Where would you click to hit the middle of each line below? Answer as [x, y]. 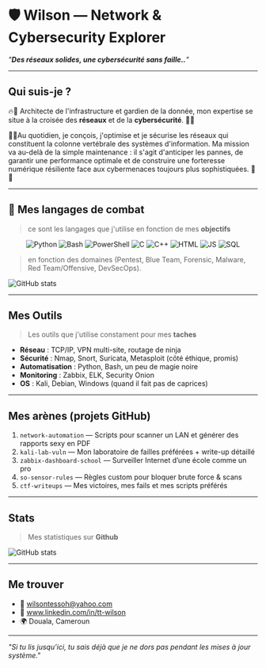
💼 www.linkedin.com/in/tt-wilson [73, 612]
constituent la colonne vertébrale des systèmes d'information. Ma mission [129, 143]
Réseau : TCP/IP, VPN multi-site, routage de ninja [100, 350]
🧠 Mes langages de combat [76, 210]
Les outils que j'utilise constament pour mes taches [112, 334]
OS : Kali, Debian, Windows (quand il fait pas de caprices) [114, 384]
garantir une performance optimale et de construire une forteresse [117, 160]
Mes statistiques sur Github [73, 537]
